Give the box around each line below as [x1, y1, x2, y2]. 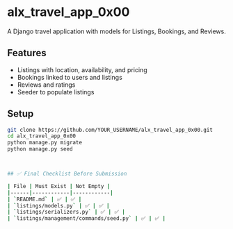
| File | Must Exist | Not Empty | [7, 183, 111, 189]
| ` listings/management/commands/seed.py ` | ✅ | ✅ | [7, 215, 166, 222]
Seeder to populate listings [17, 87, 95, 96]
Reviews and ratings [17, 80, 76, 89]
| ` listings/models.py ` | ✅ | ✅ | [7, 202, 110, 209]
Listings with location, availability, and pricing [17, 65, 147, 74]
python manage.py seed [7, 146, 73, 153]
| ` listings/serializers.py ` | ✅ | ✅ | [7, 209, 125, 216]
